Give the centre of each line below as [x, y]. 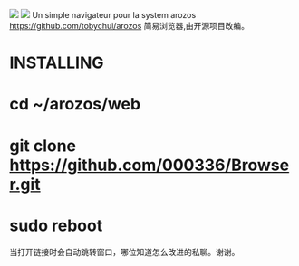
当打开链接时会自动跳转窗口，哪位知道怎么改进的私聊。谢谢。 [125, 252]
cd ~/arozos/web [75, 104]
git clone [43, 146]
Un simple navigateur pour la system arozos [114, 15]
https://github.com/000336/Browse [149, 165]
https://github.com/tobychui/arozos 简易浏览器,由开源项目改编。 [130, 26]
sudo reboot [56, 225]
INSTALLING [57, 63]
